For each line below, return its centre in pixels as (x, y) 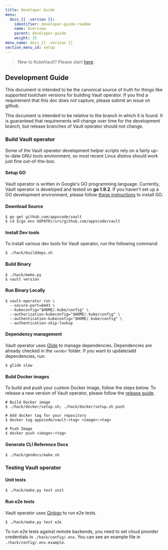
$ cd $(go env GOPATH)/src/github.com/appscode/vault (63, 222)
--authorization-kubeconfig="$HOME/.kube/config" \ (65, 314)
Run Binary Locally (25, 290)
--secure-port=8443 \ (32, 305)
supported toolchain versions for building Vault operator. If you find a (77, 95)
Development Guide (37, 78)
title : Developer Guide (30, 10)
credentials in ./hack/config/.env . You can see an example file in (73, 537)
